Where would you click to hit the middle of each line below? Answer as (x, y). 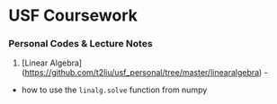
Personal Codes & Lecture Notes (81, 44)
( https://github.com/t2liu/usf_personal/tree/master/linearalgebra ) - (145, 73)
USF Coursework (73, 16)
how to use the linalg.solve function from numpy (114, 90)
